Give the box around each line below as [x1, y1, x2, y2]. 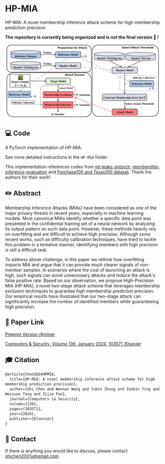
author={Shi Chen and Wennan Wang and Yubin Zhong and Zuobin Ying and [9, 387, 160, 392]
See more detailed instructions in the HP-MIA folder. [5, 154, 108, 160]
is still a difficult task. [5, 247, 48, 253]
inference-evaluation [5, 169, 48, 175]
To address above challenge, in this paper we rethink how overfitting [5, 256, 144, 262]
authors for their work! [5, 174, 51, 180]
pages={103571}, [9, 407, 43, 412]
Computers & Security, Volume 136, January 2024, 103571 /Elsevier [5, 341, 141, 347]
